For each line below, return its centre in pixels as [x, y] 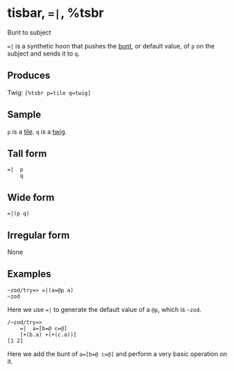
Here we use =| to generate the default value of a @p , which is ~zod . [104, 309]
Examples [29, 274]
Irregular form [39, 235]
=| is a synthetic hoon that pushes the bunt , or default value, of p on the [111, 46]
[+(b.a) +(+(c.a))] [48, 334]
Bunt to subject [29, 32]
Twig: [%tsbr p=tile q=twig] [49, 92]
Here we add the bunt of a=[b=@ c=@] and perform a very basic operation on [117, 353]
